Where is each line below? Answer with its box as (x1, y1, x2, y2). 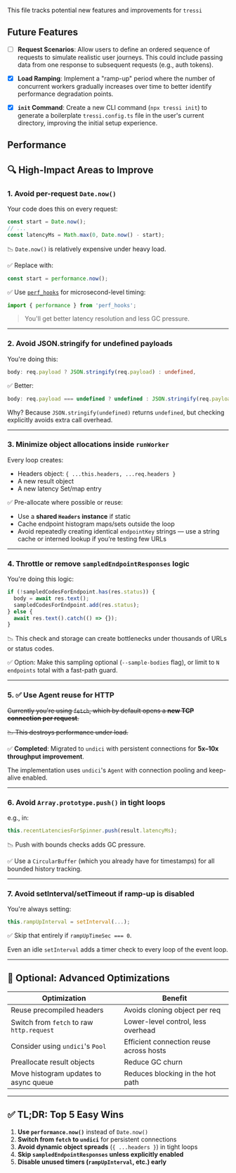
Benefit (162, 993, 188, 1003)
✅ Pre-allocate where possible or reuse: (7, 498, 123, 506)
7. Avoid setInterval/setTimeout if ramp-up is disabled (7, 888, 195, 898)
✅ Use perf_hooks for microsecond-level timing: (7, 288, 146, 296)
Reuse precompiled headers (11, 1005, 104, 1014)
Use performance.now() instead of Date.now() (17, 1127, 149, 1136)
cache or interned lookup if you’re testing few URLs (17, 534, 167, 543)
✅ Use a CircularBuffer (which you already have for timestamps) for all (7, 856, 215, 865)
